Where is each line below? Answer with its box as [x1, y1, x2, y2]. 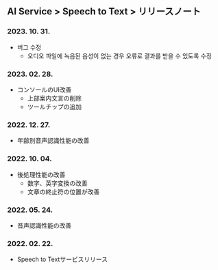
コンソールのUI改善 [16, 85, 72, 94]
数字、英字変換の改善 [27, 179, 88, 187]
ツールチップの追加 [27, 103, 82, 111]
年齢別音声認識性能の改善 [16, 137, 90, 145]
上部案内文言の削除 [27, 94, 82, 102]
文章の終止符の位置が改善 [27, 187, 100, 195]
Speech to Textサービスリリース [16, 255, 108, 264]
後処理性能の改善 [16, 170, 66, 178]
